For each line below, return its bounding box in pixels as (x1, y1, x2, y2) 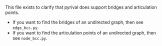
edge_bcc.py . (12, 24, 39, 30)
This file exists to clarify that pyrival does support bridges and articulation (5, 4, 157, 10)
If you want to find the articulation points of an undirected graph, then (12, 30, 156, 35)
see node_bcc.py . (12, 35, 47, 41)
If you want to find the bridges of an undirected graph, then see (12, 19, 143, 25)
